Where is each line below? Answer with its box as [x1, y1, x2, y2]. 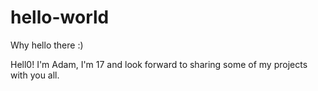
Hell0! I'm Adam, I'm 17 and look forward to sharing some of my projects [10, 58, 308, 70]
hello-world [10, 6, 110, 29]
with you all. [10, 69, 60, 81]
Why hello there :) [10, 39, 84, 51]
